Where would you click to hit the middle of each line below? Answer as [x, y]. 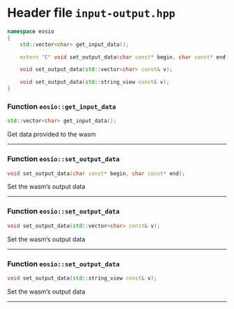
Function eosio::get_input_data [62, 106]
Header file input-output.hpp [91, 13]
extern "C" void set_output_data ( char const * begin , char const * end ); [126, 57]
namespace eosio [31, 31]
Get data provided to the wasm [52, 135]
